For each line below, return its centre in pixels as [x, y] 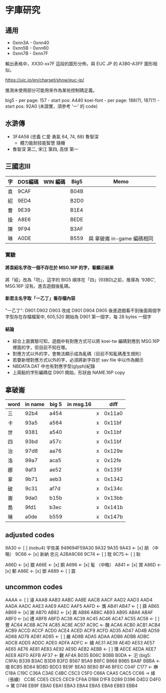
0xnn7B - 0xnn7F [30, 53]
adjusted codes [30, 535]
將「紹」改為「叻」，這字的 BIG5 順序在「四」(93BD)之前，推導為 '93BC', [80, 280]
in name [35, 404]
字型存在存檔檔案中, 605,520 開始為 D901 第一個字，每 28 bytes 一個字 [78, 317]
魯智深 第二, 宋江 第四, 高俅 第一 [45, 149]
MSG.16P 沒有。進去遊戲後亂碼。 [39, 286]
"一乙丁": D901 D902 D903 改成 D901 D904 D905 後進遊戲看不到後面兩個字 [83, 310]
